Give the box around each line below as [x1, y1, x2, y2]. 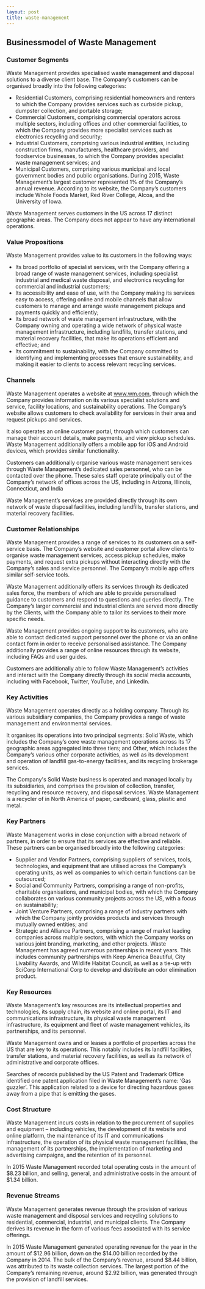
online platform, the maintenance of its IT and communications [6, 1132, 164, 1140]
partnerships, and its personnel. [6, 1027, 87, 1035]
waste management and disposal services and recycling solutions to [6, 1212, 178, 1219]
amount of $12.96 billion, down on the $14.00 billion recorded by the [6, 1249, 178, 1257]
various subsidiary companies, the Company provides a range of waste [6, 713, 186, 720]
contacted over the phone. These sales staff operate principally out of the [6, 472, 192, 479]
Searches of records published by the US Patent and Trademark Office [6, 1070, 184, 1077]
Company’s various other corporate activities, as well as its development [6, 751, 189, 758]
